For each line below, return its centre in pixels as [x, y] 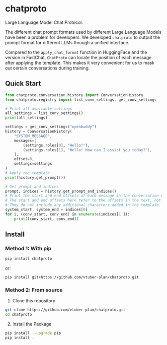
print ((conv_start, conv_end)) [46, 219]
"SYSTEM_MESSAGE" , [33, 136]
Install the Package [32, 324]
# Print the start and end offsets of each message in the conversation [82, 196]
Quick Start [23, 84]
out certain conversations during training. [47, 68]
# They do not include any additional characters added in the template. [83, 205]
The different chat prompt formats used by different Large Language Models [83, 32]
